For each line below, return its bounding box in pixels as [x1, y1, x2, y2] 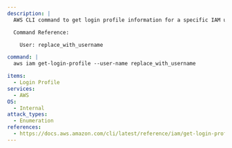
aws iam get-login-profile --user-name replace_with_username [13, 60, 196, 67]
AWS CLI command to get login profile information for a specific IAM [13, 17, 221, 23]
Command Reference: [13, 29, 70, 36]
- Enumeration [13, 118, 54, 125]
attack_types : [7, 111, 48, 118]
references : [7, 124, 41, 131]
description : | [7, 10, 51, 17]
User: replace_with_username [19, 41, 104, 48]
